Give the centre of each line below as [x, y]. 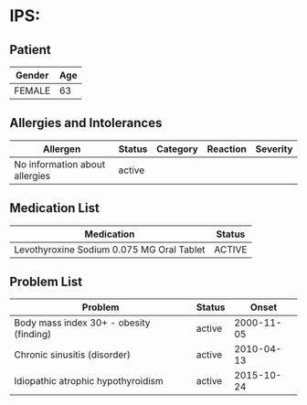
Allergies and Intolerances [86, 123]
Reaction [227, 149]
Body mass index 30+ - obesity [82, 323]
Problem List [46, 282]
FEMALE [32, 91]
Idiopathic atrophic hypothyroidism [89, 381]
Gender [32, 75]
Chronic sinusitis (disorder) [72, 355]
